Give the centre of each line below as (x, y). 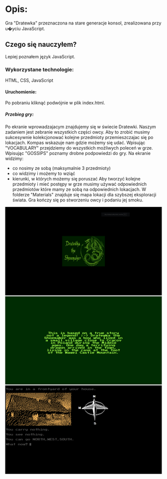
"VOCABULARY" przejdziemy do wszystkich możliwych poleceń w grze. (79, 148)
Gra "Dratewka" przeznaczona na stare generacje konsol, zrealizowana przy (83, 23)
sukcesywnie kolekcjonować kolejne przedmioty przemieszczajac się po (79, 138)
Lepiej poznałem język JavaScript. (40, 56)
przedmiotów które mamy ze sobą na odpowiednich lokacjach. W (79, 189)
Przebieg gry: (19, 114)
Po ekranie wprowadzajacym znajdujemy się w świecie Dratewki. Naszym (81, 127)
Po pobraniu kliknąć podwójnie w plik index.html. (55, 103)
